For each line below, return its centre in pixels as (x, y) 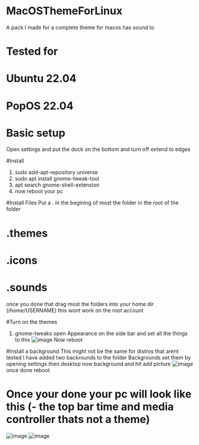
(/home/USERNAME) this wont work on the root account (75, 310)
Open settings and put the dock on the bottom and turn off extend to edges (98, 149)
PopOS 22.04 (40, 106)
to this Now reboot (49, 339)
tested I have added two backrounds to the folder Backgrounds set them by (99, 357)
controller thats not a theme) (78, 419)
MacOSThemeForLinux (64, 11)
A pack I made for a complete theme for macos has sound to (80, 27)
